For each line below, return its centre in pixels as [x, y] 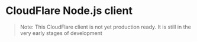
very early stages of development [61, 33]
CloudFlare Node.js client [69, 11]
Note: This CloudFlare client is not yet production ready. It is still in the [106, 27]
